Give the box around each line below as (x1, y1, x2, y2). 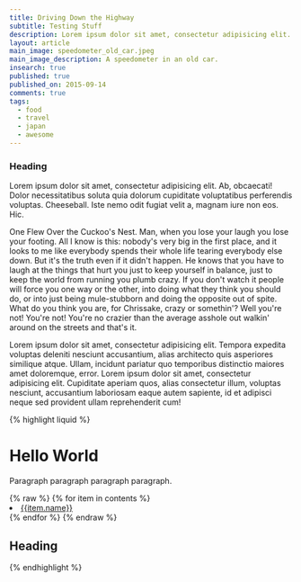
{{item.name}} (21, 503, 74, 514)
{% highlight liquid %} (9, 415, 91, 425)
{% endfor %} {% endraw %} (9, 512, 118, 523)
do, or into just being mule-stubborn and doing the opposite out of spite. (9, 293, 278, 304)
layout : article (9, 38, 70, 48)
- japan (17, 122, 47, 131)
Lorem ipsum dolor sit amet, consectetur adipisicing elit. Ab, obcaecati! (9, 181, 273, 192)
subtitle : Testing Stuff (9, 22, 102, 31)
